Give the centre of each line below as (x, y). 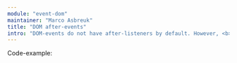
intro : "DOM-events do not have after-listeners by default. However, (113, 33)
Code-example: (30, 53)
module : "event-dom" (38, 14)
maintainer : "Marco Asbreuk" (50, 20)
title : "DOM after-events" (47, 27)
